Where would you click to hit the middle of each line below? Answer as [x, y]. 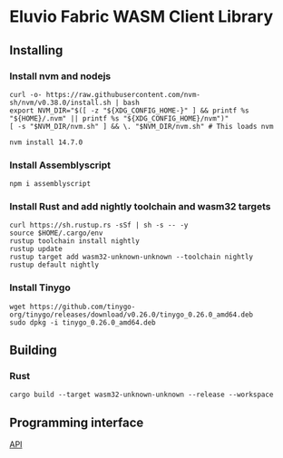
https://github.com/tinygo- [83, 307]
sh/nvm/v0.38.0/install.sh [60, 102]
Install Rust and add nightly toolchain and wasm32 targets [140, 207]
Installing [36, 50]
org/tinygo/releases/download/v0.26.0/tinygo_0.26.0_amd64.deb [132, 315]
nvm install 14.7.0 [46, 142]
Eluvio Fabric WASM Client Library [141, 17]
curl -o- [26, 94]
